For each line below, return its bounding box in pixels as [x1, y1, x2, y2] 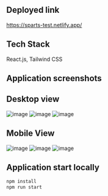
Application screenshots [6, 73, 102, 84]
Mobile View [6, 128, 55, 139]
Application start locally [6, 162, 99, 173]
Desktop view [6, 94, 60, 104]
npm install [6, 178, 37, 185]
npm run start [6, 184, 43, 190]
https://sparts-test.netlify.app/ [6, 21, 82, 28]
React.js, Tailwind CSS [6, 55, 63, 63]
